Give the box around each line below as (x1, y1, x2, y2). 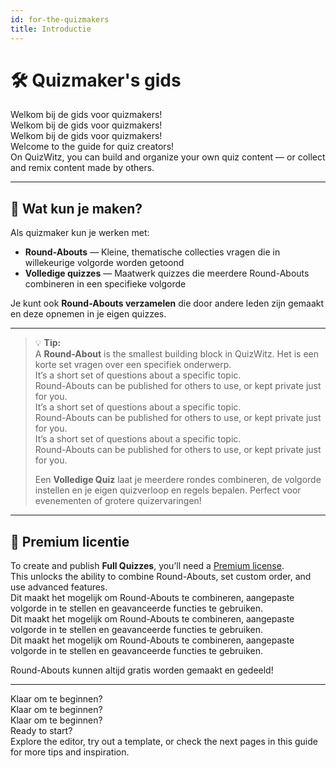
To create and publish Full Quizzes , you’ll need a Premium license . (10, 560, 285, 572)
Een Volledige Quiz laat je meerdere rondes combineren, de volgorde (34, 474, 322, 486)
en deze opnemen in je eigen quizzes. (10, 308, 167, 320)
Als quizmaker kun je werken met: (10, 227, 150, 239)
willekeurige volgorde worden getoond (24, 257, 185, 269)
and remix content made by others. (10, 162, 155, 174)
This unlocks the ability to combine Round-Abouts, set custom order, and (10, 571, 312, 583)
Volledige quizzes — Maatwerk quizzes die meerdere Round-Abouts (24, 267, 310, 280)
